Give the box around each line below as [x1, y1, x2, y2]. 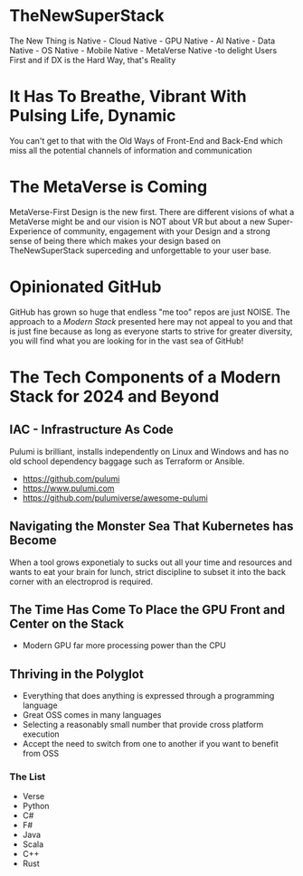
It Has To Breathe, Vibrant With [9, 87, 247, 107]
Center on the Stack [9, 616, 125, 631]
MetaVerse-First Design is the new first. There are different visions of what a [9, 206, 295, 217]
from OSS [22, 748, 60, 759]
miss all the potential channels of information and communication [9, 145, 253, 155]
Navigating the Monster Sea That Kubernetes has [9, 519, 294, 534]
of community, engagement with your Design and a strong [53, 225, 271, 236]
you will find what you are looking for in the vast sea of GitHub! [9, 335, 244, 346]
